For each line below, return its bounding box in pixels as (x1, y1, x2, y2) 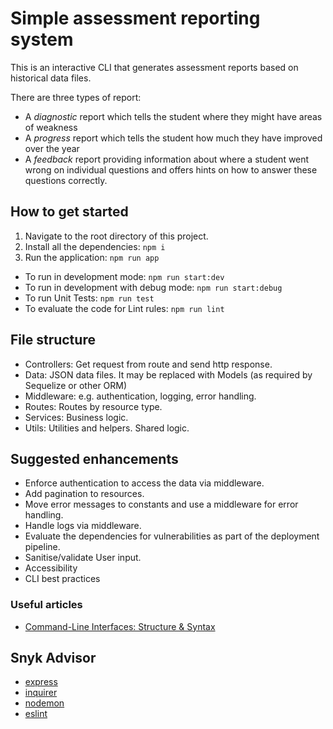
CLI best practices (24, 573, 101, 585)
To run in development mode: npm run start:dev (24, 270, 225, 282)
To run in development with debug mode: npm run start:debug (24, 281, 283, 293)
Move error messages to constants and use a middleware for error (24, 498, 299, 511)
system (10, 28, 74, 51)
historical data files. (10, 72, 92, 84)
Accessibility (24, 562, 78, 574)
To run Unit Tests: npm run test (24, 292, 155, 304)
